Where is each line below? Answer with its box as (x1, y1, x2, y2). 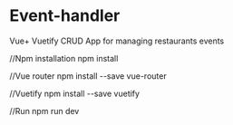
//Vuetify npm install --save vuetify (9, 88, 141, 99)
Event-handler (9, 5, 121, 26)
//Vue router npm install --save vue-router (9, 70, 167, 82)
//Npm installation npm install (9, 53, 119, 63)
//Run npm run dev (9, 105, 80, 116)
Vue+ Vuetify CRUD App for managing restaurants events (9, 35, 225, 46)
